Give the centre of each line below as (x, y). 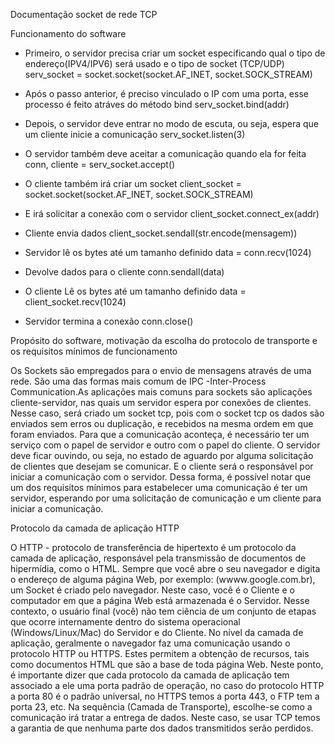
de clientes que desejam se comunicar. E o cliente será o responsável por (162, 466)
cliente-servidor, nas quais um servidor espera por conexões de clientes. (161, 402)
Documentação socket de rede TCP (84, 14)
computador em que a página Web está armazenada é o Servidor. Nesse (160, 600)
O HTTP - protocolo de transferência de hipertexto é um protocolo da (153, 547)
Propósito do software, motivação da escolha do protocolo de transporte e (164, 340)
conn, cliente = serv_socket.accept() (100, 164)
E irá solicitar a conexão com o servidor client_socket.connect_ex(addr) (172, 213)
